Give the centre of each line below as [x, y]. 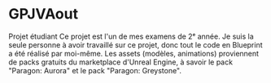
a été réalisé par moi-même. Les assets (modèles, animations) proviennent [133, 53]
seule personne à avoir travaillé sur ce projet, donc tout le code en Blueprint [135, 44]
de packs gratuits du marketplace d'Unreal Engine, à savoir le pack [121, 62]
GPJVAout [44, 14]
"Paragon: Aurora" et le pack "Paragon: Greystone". [95, 70]
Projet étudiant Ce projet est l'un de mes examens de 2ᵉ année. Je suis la [131, 36]
